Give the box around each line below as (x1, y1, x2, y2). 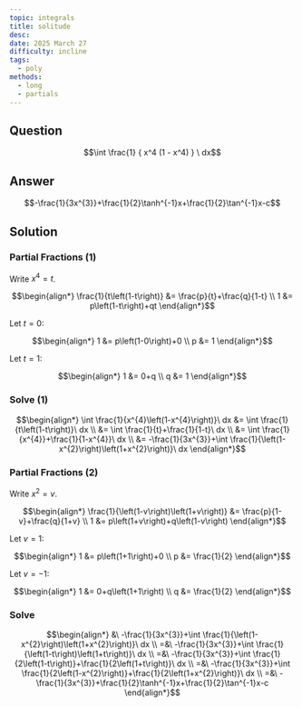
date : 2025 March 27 (9, 38, 88, 48)
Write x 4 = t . (9, 272, 56, 284)
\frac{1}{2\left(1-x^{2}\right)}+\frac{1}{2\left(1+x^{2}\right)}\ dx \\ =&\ (21, 668, 278, 679)
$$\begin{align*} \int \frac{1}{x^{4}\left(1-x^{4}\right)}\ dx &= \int (16, 414, 258, 425)
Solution (9, 224, 58, 239)
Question (9, 123, 63, 138)
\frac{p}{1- (241, 505, 283, 516)
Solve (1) (9, 393, 48, 406)
